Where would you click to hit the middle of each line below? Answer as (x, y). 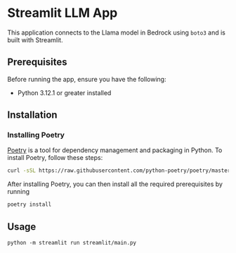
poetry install (29, 205)
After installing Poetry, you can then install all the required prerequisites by (115, 184)
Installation (32, 115)
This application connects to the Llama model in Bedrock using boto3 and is (117, 32)
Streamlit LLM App (63, 13)
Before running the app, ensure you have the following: (87, 79)
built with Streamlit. (35, 39)
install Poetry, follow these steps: (55, 158)
